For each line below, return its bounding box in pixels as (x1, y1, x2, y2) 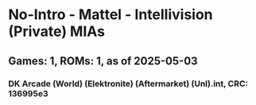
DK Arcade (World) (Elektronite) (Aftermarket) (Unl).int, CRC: (8, 78, 249, 89)
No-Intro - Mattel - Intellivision (8, 6, 213, 24)
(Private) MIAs (8, 22, 106, 41)
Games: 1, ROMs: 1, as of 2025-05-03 (8, 54, 198, 68)
